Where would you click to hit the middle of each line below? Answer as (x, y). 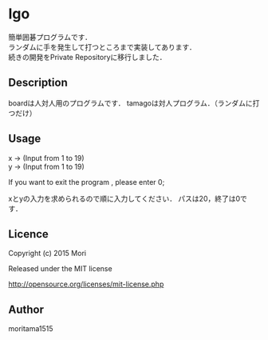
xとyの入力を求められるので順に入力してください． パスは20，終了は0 (124, 198)
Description (38, 83)
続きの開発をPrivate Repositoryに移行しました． (87, 57)
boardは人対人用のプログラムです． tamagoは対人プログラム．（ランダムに (130, 103)
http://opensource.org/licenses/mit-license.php (86, 284)
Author (26, 309)
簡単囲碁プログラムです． (50, 37)
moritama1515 (31, 329)
